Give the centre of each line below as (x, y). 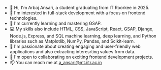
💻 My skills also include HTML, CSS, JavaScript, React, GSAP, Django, (82, 29)
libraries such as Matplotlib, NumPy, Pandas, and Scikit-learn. (72, 41)
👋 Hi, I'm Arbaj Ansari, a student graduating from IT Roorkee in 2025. (80, 8)
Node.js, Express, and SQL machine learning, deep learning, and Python (83, 36)
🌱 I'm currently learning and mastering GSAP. (56, 23)
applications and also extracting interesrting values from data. (73, 52)
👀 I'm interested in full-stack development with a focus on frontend (78, 13)
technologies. (24, 18)
